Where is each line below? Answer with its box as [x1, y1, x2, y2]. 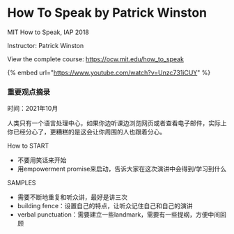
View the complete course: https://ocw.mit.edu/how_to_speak [7, 54, 185, 63]
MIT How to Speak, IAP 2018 [7, 28, 89, 36]
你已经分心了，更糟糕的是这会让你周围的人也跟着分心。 [7, 127, 166, 136]
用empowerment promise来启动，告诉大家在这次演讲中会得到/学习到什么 [17, 165, 227, 173]
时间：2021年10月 [7, 104, 58, 113]
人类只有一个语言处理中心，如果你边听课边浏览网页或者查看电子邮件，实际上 [7, 119, 227, 127]
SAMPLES [7, 179, 36, 187]
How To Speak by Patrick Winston [7, 5, 208, 21]
